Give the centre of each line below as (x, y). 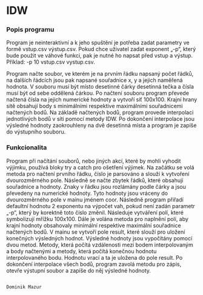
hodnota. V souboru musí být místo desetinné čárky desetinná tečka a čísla (100, 87)
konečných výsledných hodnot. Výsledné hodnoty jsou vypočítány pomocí (99, 238)
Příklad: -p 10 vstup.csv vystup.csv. (51, 62)
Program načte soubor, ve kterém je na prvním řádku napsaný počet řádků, (100, 74)
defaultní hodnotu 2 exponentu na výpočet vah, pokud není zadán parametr (101, 206)
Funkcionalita (27, 147)
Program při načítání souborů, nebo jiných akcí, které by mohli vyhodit (94, 161)
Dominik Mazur (24, 287)
